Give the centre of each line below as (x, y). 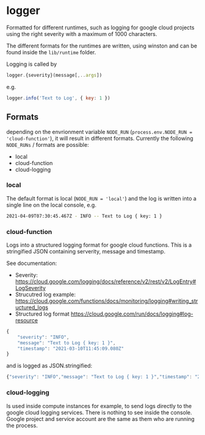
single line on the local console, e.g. (51, 205)
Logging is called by (32, 64)
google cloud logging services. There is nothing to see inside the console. (99, 412)
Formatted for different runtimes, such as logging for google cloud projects (100, 27)
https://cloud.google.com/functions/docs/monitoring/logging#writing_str (106, 301)
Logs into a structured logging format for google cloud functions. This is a (99, 245)
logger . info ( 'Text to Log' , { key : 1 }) (59, 98)
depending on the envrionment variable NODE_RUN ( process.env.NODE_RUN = (99, 132)
